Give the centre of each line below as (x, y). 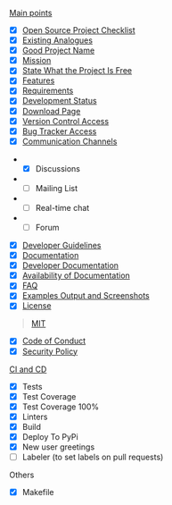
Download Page (51, 111)
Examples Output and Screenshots (86, 296)
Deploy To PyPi (50, 436)
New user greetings (58, 447)
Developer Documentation (70, 265)
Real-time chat (62, 207)
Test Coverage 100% (61, 407)
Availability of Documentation (76, 275)
